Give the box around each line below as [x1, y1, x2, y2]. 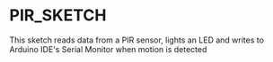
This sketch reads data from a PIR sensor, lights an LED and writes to [9, 35, 265, 45]
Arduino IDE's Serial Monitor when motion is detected [9, 43, 207, 54]
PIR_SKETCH [9, 5, 107, 26]
